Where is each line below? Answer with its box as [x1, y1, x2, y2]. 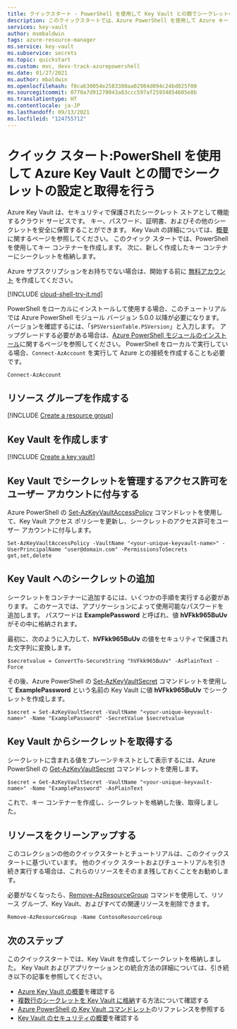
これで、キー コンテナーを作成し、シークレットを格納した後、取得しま [7, 798, 213, 806]
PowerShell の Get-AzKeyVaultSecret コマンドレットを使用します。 [7, 765, 202, 773]
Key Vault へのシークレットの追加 [7, 573, 155, 585]
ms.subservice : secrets [7, 50, 78, 57]
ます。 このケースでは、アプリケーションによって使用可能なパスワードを [13, 602, 224, 610]
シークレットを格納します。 [19, 252, 100, 260]
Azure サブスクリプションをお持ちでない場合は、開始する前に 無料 [7, 267, 201, 275]
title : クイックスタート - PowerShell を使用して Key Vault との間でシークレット [7, 10, 229, 18]
